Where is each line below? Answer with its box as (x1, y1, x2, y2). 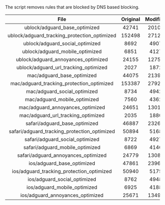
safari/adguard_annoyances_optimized (17, 152, 107, 159)
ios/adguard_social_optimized (27, 176, 97, 182)
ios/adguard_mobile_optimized (26, 184, 97, 191)
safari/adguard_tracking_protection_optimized (9, 128, 115, 135)
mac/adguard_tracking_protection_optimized (10, 80, 114, 87)
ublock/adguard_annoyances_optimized (16, 56, 108, 63)
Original (121, 16, 140, 23)
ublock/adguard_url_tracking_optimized (16, 64, 108, 71)
